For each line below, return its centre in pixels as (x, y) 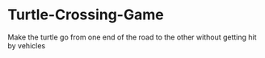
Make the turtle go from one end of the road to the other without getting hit (132, 37)
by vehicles (27, 45)
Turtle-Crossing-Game (86, 15)
